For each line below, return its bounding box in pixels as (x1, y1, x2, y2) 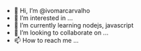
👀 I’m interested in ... (13, 14, 73, 22)
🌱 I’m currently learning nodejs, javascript (13, 21, 134, 29)
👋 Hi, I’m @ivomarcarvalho (13, 7, 91, 14)
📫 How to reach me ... (13, 37, 79, 44)
